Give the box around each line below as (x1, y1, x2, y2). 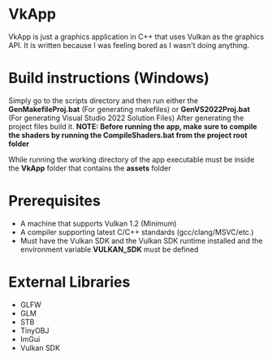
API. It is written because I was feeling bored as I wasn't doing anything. (8, 40, 250, 50)
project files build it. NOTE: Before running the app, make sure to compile (8, 121, 257, 131)
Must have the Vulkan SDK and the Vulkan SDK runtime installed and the (19, 236, 263, 245)
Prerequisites (8, 192, 101, 210)
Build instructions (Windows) (8, 69, 209, 88)
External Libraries (8, 273, 131, 291)
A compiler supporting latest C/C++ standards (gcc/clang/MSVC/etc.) (19, 227, 254, 236)
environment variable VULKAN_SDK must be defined (19, 244, 199, 254)
